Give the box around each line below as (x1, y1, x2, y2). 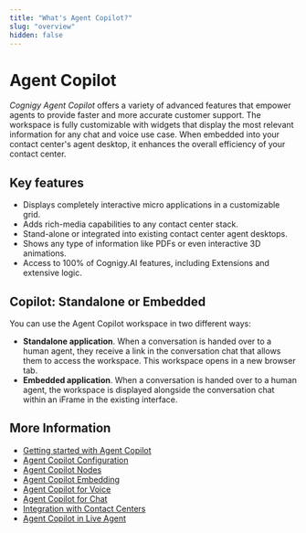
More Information (9, 421, 111, 436)
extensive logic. (22, 267, 82, 279)
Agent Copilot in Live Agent (22, 513, 126, 524)
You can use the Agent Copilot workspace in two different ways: (9, 317, 251, 329)
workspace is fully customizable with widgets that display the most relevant (9, 120, 294, 131)
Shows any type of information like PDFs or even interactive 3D (22, 239, 261, 250)
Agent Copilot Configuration (22, 454, 129, 465)
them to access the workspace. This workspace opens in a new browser (22, 355, 296, 366)
